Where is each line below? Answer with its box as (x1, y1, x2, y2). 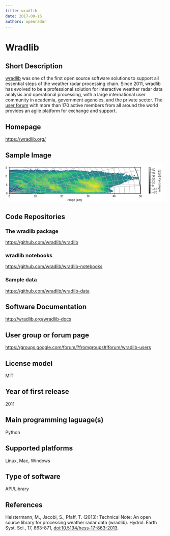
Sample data (5, 276, 37, 283)
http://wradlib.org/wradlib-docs (5, 316, 72, 322)
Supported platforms (5, 444, 73, 453)
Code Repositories (5, 212, 65, 221)
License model (5, 359, 53, 368)
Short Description (5, 62, 63, 70)
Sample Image (5, 151, 52, 159)
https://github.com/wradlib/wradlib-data (5, 288, 90, 294)
